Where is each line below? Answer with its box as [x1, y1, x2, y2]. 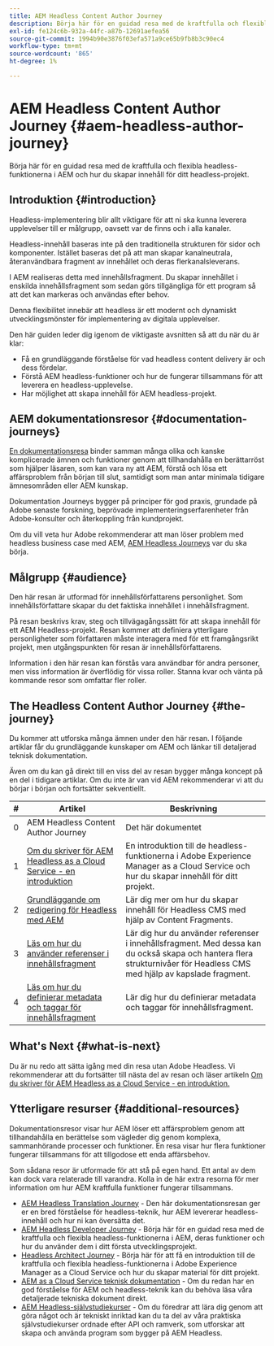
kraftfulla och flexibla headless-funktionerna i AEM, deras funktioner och [20, 1233, 265, 1243]
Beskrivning [169, 803, 218, 814]
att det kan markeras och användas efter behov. [9, 290, 170, 299]
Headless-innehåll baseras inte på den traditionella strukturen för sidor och [9, 239, 261, 249]
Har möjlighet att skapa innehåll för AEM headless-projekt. [20, 388, 217, 399]
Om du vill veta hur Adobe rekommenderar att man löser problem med [9, 529, 245, 539]
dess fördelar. [20, 363, 67, 372]
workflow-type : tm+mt [9, 42, 83, 50]
